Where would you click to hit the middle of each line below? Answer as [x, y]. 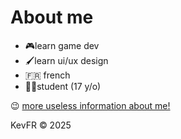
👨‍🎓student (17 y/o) [63, 86]
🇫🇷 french [47, 75]
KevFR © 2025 [41, 125]
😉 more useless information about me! [90, 105]
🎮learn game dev [62, 45]
